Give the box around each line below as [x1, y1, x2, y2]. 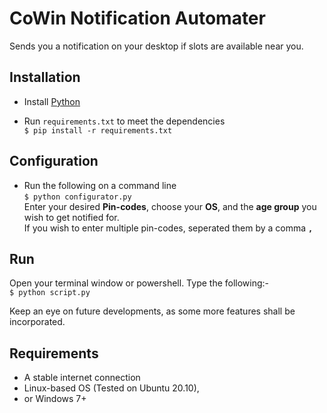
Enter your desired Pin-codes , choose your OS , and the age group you [23, 200, 317, 212]
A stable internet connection [23, 372, 141, 384]
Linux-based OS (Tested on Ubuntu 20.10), [23, 382, 200, 394]
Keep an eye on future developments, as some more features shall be [9, 305, 296, 317]
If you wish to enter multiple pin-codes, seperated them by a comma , [23, 222, 314, 234]
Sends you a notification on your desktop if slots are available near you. [9, 40, 304, 52]
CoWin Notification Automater [9, 7, 266, 30]
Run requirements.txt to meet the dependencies [23, 115, 226, 127]
